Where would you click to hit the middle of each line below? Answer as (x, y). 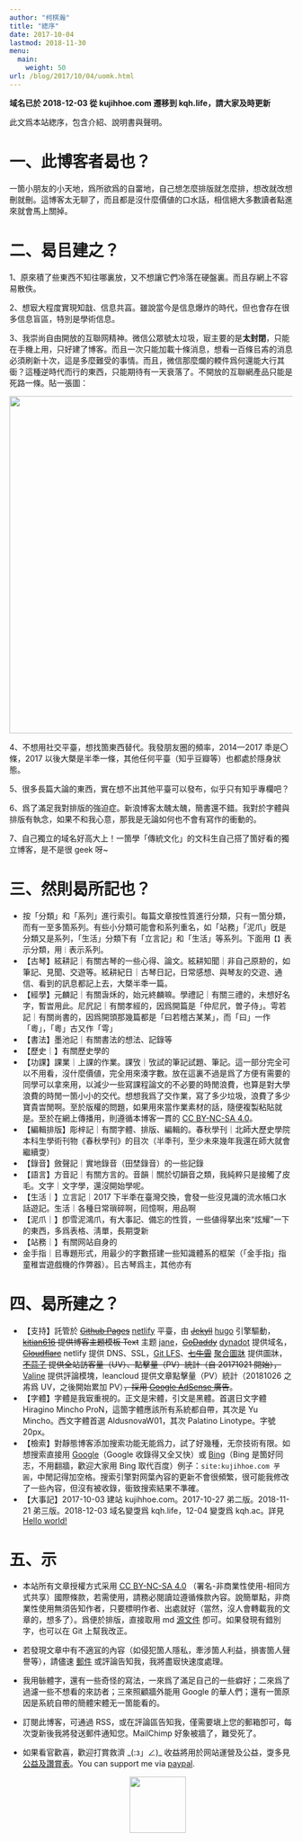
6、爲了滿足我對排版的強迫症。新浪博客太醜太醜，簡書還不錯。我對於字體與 (150, 808)
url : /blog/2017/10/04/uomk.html (72, 76)
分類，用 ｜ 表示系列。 (69, 949)
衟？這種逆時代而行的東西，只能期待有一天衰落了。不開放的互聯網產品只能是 (151, 371)
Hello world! (44, 1520)
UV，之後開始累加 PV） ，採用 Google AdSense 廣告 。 (139, 1387)
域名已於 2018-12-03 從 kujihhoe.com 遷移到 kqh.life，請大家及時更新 (140, 103)
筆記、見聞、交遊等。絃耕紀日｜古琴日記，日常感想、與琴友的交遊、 (148, 971)
